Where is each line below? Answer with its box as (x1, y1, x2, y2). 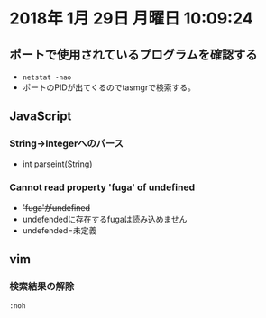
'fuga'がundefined (22, 202, 90, 213)
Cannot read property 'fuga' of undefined (9, 181, 196, 194)
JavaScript (9, 109, 72, 124)
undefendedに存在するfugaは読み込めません (22, 214, 188, 224)
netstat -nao (22, 73, 72, 82)
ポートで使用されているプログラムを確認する (9, 47, 258, 62)
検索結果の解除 (9, 280, 75, 293)
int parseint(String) (22, 159, 93, 169)
